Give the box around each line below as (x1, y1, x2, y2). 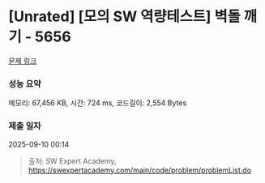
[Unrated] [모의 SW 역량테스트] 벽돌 (8, 7, 241, 26)
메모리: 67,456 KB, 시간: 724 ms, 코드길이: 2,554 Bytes (8, 98, 187, 108)
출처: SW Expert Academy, (28, 155, 117, 166)
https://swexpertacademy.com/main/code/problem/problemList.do (28, 165, 252, 175)
